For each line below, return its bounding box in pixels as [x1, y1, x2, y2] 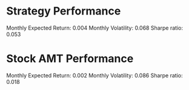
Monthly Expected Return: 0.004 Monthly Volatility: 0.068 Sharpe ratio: [6, 24, 184, 31]
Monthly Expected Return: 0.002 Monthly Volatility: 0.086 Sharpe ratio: [6, 71, 183, 79]
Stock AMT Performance [6, 52, 134, 66]
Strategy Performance [6, 4, 121, 18]
